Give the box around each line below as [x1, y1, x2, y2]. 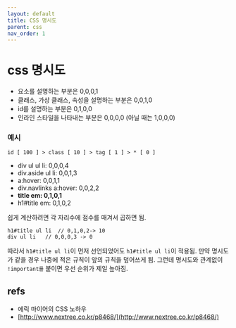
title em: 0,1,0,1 [17, 191, 62, 200]
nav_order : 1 [7, 30, 46, 37]
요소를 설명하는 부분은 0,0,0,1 [17, 87, 99, 96]
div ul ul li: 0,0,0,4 [17, 161, 69, 170]
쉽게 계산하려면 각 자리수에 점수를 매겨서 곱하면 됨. [7, 213, 147, 222]
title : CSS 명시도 [7, 17, 57, 24]
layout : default [7, 10, 55, 18]
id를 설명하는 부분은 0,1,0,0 [17, 105, 93, 113]
